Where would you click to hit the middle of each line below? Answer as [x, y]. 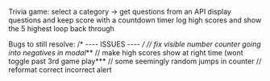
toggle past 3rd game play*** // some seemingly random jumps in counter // [135, 61]
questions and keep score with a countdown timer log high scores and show [135, 20]
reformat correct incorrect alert [60, 70]
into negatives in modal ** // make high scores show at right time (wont [126, 53]
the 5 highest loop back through [62, 28]
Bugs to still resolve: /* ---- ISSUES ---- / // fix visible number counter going [135, 44]
